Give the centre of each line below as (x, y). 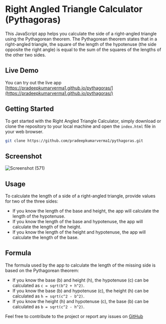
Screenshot (24, 156)
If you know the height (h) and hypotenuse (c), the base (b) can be (81, 301)
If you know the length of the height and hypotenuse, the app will (79, 232)
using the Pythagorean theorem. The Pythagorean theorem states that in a (81, 39)
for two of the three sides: (32, 201)
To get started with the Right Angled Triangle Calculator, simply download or (83, 121)
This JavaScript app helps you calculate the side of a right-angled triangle (81, 33)
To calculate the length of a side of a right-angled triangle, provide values (80, 196)
